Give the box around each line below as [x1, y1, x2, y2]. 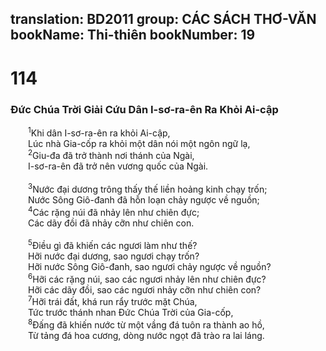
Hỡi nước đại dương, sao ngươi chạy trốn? [28, 250, 200, 262]
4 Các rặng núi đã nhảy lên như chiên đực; [28, 204, 200, 218]
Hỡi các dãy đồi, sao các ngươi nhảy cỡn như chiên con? [28, 283, 262, 296]
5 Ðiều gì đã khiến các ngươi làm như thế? [28, 238, 198, 252]
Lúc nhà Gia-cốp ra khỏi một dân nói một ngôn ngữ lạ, [28, 137, 251, 149]
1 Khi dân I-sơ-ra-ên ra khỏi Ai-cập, [28, 125, 171, 139]
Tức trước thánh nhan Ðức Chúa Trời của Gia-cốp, [28, 307, 234, 319]
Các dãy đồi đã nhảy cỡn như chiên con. [28, 217, 195, 229]
